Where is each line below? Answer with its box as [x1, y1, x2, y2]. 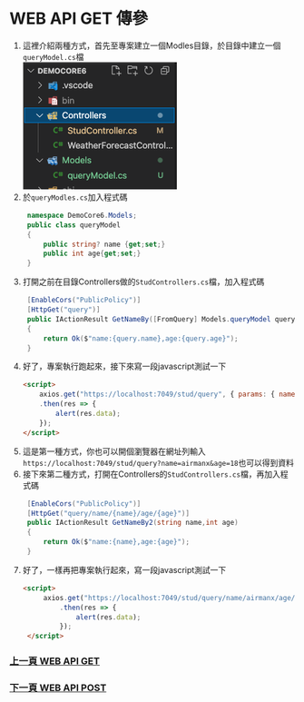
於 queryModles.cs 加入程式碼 [22, 192, 129, 203]
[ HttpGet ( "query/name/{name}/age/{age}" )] [26, 509, 191, 518]
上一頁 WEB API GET [9, 655, 100, 667]
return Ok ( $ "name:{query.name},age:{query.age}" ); [43, 333, 239, 343]
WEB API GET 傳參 [9, 8, 149, 29]
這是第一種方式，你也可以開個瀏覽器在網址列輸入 [22, 446, 206, 457]
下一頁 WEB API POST [9, 682, 107, 695]
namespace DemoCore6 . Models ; [26, 211, 138, 220]
